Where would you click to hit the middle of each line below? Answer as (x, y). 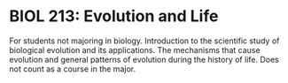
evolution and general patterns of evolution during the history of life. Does (144, 59)
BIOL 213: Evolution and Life (114, 16)
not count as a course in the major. (72, 69)
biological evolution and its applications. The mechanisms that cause (135, 49)
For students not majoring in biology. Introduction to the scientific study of (144, 41)
